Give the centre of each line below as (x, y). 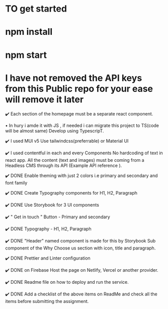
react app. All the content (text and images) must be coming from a (75, 160)
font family (16, 182)
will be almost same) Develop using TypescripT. (55, 131)
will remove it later (45, 99)
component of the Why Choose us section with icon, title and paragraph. (80, 248)
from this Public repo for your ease (79, 88)
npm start (26, 55)
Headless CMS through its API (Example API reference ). (64, 165)
